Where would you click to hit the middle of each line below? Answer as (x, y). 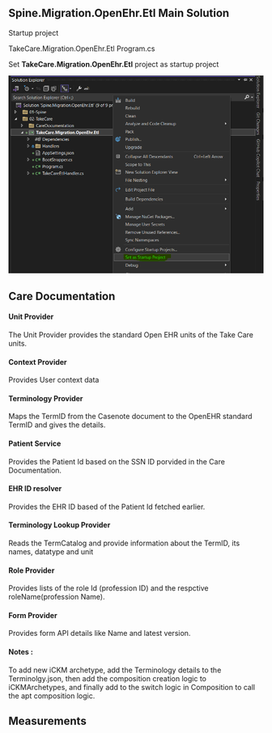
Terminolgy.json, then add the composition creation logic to (108, 678)
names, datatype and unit (51, 552)
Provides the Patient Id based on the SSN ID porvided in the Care (117, 461)
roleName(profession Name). (57, 597)
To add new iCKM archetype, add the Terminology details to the (115, 670)
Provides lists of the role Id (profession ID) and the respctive (108, 588)
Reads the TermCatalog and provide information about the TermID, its (124, 543)
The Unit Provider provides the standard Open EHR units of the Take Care (131, 335)
